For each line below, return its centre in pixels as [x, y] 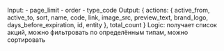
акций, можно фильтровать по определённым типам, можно [98, 32]
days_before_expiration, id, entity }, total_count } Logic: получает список [112, 25]
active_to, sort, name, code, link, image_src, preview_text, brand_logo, [108, 17]
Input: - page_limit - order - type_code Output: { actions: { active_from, [109, 10]
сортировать [26, 40]
